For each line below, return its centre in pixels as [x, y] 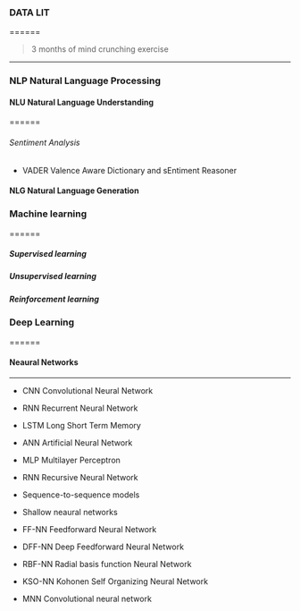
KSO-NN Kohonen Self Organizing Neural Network [115, 581]
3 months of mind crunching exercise [100, 49]
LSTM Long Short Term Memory [81, 425]
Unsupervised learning [53, 276]
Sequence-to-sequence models [81, 495]
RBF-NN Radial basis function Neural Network [107, 564]
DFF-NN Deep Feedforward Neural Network [103, 547]
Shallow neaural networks [70, 512]
